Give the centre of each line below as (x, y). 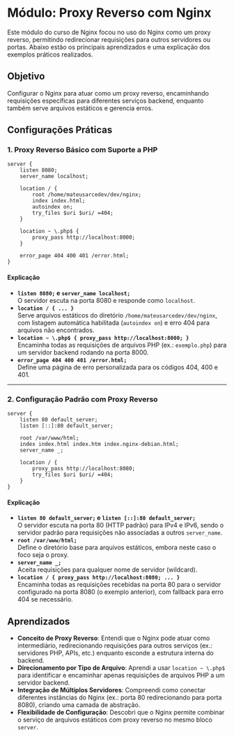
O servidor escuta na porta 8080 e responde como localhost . (106, 300)
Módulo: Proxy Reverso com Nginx (109, 13)
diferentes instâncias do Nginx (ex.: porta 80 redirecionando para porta (119, 697)
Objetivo (26, 76)
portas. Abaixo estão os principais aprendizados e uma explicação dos (109, 47)
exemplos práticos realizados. (50, 54)
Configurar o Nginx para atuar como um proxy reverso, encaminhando (108, 93)
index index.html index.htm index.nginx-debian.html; (99, 444)
